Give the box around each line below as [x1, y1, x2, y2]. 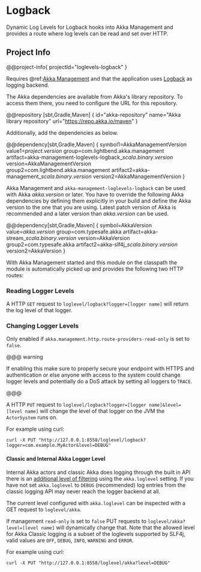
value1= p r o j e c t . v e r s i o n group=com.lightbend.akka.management [6, 147, 164, 154]
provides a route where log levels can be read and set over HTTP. [6, 29, 169, 37]
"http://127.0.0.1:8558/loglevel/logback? [38, 437, 146, 443]
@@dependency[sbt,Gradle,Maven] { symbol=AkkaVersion [6, 221, 152, 229]
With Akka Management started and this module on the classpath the [6, 259, 178, 266]
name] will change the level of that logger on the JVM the [25, 407, 165, 415]
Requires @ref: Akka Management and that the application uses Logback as [6, 75, 193, 82]
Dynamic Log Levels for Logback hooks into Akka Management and [6, 23, 173, 31]
